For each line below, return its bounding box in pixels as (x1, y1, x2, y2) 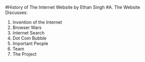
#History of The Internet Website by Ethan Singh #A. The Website (5, 4, 140, 10)
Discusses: (5, 9, 28, 15)
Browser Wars (12, 24, 41, 30)
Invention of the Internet (12, 19, 62, 25)
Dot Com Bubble (12, 35, 46, 41)
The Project (12, 51, 36, 57)
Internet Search (12, 30, 45, 35)
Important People (12, 40, 48, 46)
